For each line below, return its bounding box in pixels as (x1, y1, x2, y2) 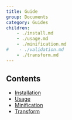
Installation (14, 89, 42, 97)
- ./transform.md (16, 52, 59, 58)
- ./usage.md (16, 36, 49, 42)
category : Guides (6, 19, 49, 25)
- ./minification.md (16, 42, 67, 47)
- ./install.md (16, 30, 54, 36)
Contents (6, 74, 41, 84)
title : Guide (6, 8, 38, 15)
